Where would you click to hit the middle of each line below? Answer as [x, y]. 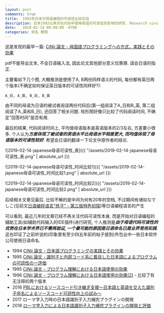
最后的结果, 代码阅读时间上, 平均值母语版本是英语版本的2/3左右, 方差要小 [78, 128]
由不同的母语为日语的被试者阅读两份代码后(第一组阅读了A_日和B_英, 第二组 [80, 105]
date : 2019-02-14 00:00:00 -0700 [41, 28]
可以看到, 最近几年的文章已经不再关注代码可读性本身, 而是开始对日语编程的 [80, 216]
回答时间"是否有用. [30, 118]
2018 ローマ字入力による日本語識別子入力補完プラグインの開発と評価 [82, 305]
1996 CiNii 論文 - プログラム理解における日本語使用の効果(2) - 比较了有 [83, 275]
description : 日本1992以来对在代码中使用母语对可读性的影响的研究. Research [76, 23]
